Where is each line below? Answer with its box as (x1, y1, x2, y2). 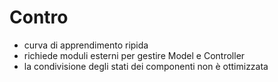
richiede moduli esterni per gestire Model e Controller (23, 49, 246, 61)
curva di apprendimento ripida (23, 39, 149, 51)
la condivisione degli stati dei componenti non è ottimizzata (23, 60, 269, 72)
